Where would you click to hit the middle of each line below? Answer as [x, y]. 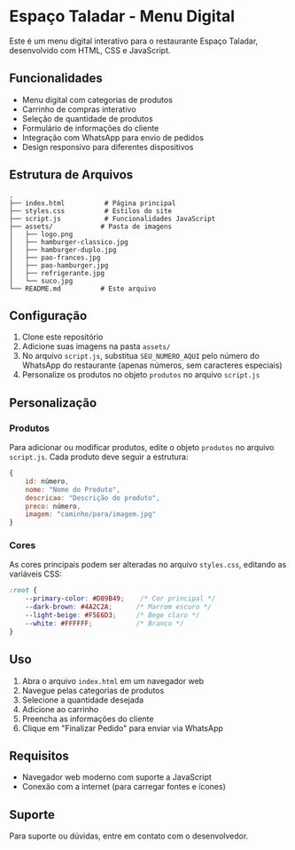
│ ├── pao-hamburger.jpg [59, 265]
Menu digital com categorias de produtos [97, 99]
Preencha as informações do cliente [88, 719]
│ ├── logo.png [41, 234]
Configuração [48, 316]
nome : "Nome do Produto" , [73, 489]
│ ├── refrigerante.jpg [57, 273]
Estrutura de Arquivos [71, 175]
